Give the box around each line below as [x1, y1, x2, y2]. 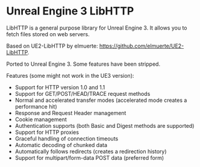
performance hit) [14, 102, 57, 110]
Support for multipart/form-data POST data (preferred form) [14, 154, 164, 161]
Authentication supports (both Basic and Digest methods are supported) [14, 122, 195, 129]
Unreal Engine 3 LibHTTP [6, 4, 134, 18]
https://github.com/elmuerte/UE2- [99, 42, 184, 49]
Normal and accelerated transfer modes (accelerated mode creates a [14, 96, 187, 104]
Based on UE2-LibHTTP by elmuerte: [6, 42, 98, 49]
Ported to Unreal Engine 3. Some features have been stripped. [6, 60, 161, 68]
